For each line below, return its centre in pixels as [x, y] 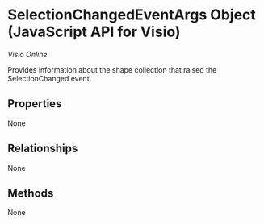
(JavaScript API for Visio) [94, 32]
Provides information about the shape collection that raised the [112, 69]
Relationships [43, 149]
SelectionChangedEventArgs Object [132, 15]
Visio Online [27, 54]
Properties [35, 104]
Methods [31, 193]
